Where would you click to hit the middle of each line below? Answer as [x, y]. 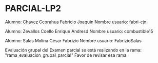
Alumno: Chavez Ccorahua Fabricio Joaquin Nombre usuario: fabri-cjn [76, 22]
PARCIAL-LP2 [33, 8]
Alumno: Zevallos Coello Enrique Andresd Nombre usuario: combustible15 [79, 31]
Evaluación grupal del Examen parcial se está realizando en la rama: [73, 50]
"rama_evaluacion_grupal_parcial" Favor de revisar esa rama [66, 55]
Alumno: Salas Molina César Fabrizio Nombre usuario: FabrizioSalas [73, 40]
